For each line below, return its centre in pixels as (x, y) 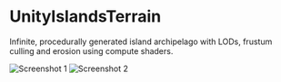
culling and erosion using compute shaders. (91, 50)
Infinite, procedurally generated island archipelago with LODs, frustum (141, 41)
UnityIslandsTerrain (85, 17)
